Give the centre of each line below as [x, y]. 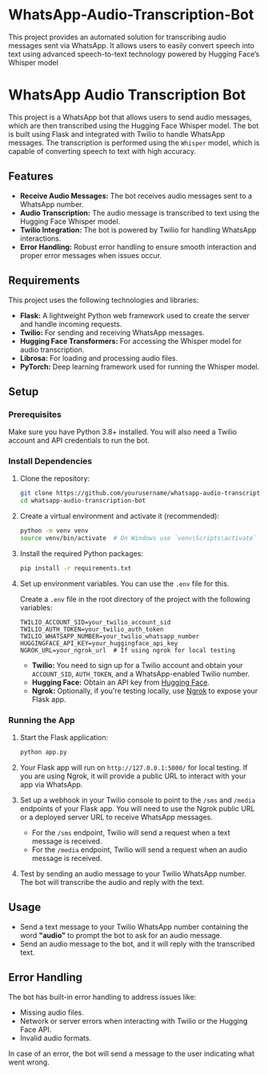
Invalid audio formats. [56, 1038]
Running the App [42, 720]
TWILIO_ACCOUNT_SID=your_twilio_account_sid [95, 622]
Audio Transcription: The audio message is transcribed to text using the [140, 212]
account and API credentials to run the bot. [79, 441]
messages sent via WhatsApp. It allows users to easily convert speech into [131, 45]
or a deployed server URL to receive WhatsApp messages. [116, 817]
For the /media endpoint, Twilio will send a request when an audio [140, 850]
